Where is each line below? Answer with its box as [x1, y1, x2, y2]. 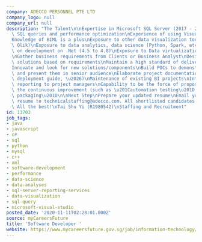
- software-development [6, 165, 66, 171]
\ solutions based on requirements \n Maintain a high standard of [11, 59, 179, 65]
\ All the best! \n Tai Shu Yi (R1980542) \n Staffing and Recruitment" [11, 103, 187, 110]
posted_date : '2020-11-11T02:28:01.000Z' [6, 210, 112, 216]
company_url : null [6, 20, 52, 26]
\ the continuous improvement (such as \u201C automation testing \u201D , [11, 87, 198, 93]
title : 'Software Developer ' [6, 221, 82, 227]
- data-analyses [6, 182, 47, 188]
